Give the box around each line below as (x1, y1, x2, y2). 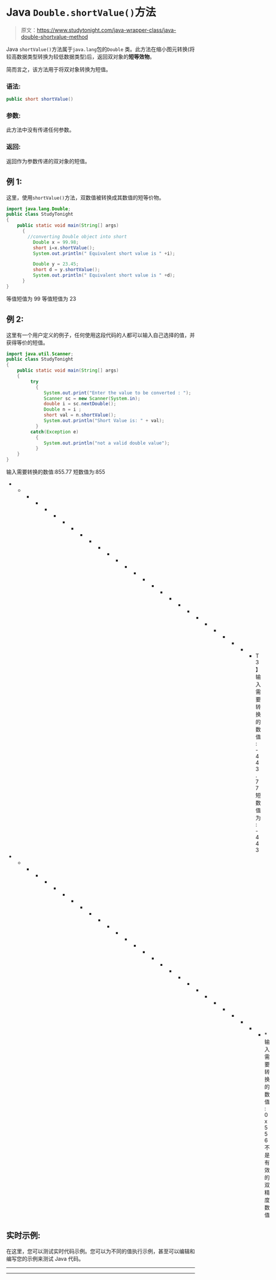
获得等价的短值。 (6, 339, 48, 346)
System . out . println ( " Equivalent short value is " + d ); (32, 272, 175, 279)
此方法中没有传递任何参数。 (6, 127, 75, 134)
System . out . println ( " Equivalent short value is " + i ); (32, 250, 175, 257)
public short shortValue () (6, 97, 74, 103)
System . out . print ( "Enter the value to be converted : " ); (44, 390, 192, 396)
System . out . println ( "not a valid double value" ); (44, 440, 170, 446)
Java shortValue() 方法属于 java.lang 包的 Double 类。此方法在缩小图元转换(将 (6, 46, 195, 53)
